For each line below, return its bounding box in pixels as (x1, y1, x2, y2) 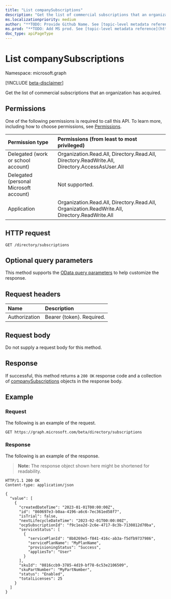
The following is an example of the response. (5, 453, 100, 459)
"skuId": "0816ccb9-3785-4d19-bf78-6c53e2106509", (18, 562, 129, 568)
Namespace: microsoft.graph (5, 70, 67, 76)
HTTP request (5, 229, 51, 237)
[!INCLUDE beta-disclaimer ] (5, 79, 64, 86)
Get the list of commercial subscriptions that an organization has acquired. (5, 90, 162, 96)
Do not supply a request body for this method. (5, 344, 102, 350)
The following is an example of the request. (5, 420, 96, 426)
